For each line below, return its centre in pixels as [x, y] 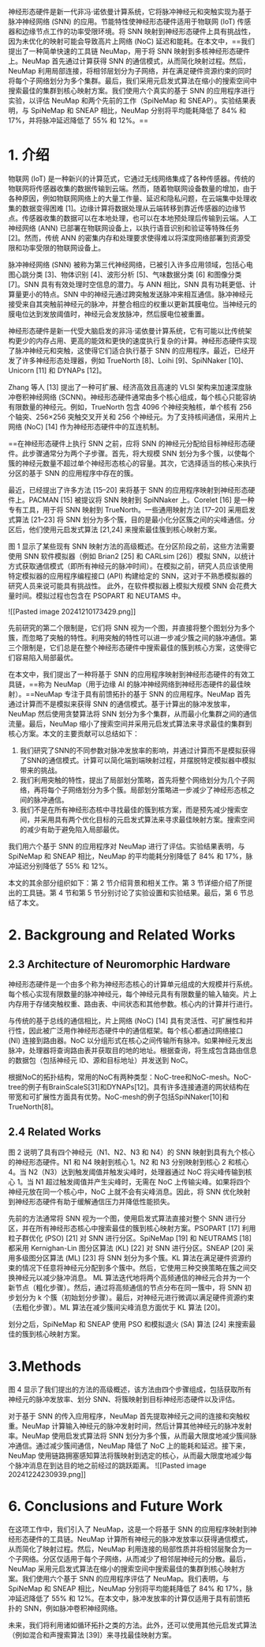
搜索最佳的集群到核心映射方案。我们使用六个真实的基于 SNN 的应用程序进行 [131, 91]
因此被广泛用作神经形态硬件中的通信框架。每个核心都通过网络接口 [136, 1030]
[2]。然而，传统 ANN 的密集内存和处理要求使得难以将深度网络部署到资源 [126, 238]
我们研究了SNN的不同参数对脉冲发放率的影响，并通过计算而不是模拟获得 [138, 750]
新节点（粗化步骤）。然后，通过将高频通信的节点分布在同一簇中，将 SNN [125, 1287]
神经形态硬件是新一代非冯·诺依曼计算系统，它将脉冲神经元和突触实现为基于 [130, 11]
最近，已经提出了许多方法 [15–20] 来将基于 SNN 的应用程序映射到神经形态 [128, 489]
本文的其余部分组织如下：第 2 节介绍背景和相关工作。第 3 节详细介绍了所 [127, 882]
